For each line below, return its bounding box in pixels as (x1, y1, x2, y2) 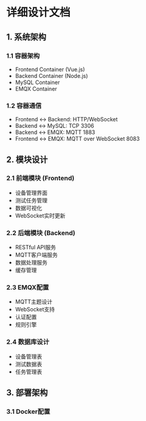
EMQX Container (15, 85, 58, 92)
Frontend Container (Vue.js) (15, 65, 85, 73)
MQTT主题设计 (15, 298, 53, 305)
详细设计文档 (6, 5, 71, 19)
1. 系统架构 (6, 32, 47, 42)
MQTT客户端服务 (15, 251, 58, 259)
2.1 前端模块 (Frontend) (6, 174, 75, 183)
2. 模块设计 (6, 154, 48, 165)
